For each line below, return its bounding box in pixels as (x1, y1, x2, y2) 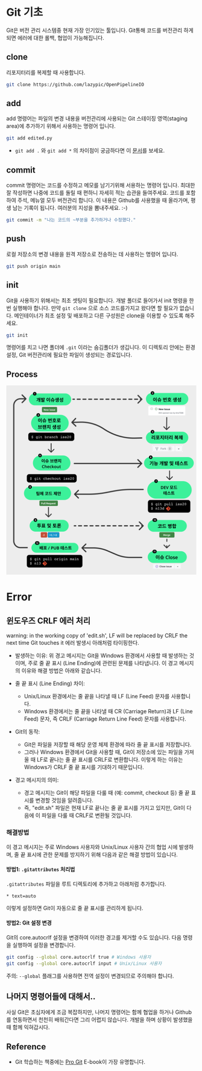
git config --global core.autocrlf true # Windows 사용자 (6, 954, 151, 960)
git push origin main (6, 263, 61, 269)
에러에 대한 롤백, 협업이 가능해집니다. (17, 34, 104, 41)
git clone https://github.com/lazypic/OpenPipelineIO (6, 81, 145, 87)
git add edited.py (6, 135, 52, 142)
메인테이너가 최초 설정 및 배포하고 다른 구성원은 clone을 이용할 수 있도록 (14, 312, 184, 319)
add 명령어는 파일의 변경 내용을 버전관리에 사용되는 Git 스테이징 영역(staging (6, 115, 188, 122)
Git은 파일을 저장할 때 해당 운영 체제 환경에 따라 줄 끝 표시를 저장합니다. (24, 741, 192, 748)
